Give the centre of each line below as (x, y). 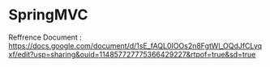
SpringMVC (48, 15)
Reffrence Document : (45, 37)
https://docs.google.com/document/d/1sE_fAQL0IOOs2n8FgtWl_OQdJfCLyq (135, 45)
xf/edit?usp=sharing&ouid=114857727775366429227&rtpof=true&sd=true (132, 54)
